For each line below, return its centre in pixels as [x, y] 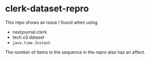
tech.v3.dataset [28, 37]
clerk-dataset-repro [47, 9]
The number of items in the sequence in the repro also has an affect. [75, 52]
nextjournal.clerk [30, 32]
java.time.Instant [31, 43]
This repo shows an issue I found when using [51, 22]
